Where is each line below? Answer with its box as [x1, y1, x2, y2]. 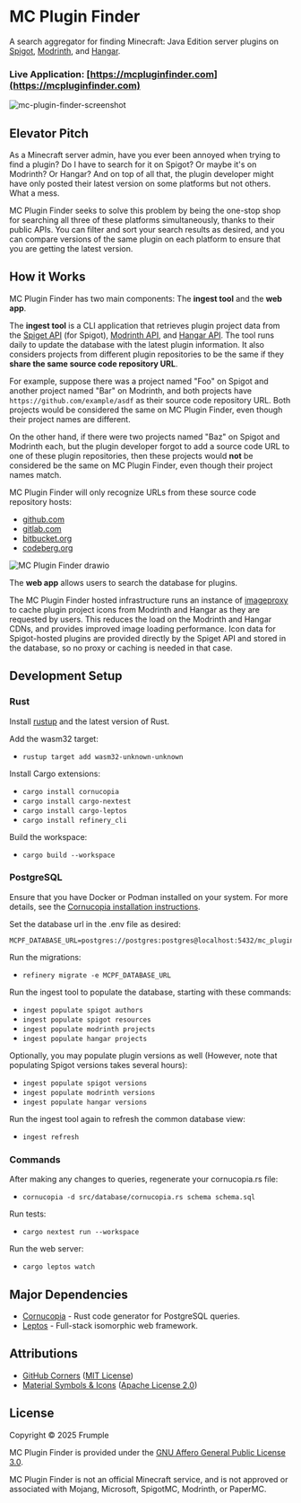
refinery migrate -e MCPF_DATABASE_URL [21, 970, 172, 980]
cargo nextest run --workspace [21, 1228, 140, 1237]
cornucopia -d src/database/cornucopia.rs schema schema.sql [21, 1193, 256, 1202]
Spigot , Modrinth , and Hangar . [9, 45, 121, 56]
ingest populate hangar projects [21, 1034, 148, 1043]
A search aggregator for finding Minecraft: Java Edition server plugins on [9, 36, 279, 47]
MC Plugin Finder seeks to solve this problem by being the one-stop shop [9, 205, 281, 217]
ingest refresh [21, 1132, 80, 1142]
